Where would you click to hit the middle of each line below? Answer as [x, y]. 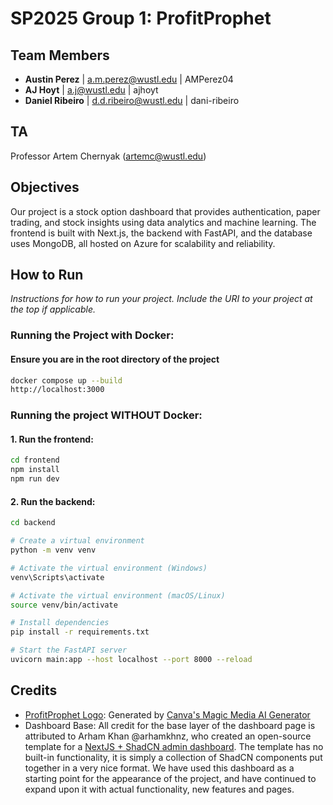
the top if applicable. [53, 309]
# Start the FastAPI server [69, 650]
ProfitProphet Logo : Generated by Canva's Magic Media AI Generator [167, 714]
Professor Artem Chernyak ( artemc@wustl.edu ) [108, 156]
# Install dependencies [60, 623]
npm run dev [35, 479]
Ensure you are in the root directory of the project [115, 359]
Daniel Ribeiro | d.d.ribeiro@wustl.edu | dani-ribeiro [132, 100]
